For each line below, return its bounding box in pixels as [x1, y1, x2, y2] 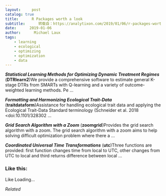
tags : [5, 35, 16, 40]
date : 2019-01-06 [5, 26, 52, 31]
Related [5, 186, 21, 192]
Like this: [5, 165, 28, 172]
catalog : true [5, 12, 35, 17]
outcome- [124, 82, 145, 88]
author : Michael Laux [5, 30, 61, 35]
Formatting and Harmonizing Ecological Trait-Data [5, 97, 112, 103]
